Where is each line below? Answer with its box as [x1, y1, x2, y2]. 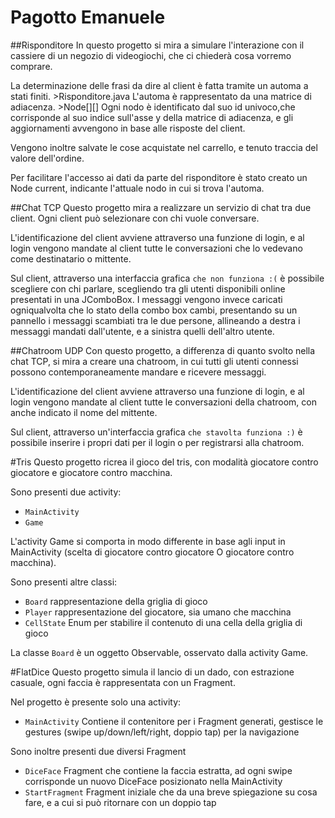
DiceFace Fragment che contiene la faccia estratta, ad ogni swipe [24, 764, 293, 776]
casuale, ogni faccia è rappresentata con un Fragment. [10, 676, 236, 688]
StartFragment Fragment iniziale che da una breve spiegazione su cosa [24, 786, 318, 798]
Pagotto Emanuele [10, 6, 166, 29]
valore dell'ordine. [10, 152, 85, 164]
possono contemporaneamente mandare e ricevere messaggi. [10, 366, 267, 378]
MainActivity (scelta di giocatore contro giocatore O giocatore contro [10, 546, 295, 558]
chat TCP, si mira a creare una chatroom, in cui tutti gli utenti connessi [10, 355, 299, 367]
